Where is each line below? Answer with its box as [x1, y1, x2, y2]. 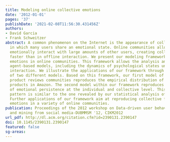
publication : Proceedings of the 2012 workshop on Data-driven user [5, 106, 153, 111]
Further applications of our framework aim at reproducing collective [10, 96, 162, 101]
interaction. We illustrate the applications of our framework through [10, 68, 164, 74]
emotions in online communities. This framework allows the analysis [10, 59, 159, 64]
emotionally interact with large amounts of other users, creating [10, 49, 155, 54]
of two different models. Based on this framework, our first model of [10, 73, 164, 78]
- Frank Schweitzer [5, 36, 47, 41]
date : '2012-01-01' [5, 12, 47, 17]
